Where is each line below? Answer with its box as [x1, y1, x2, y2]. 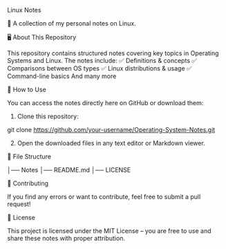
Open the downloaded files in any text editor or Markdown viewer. [17, 139, 205, 147]
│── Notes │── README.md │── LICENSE [7, 166, 131, 174]
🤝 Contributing [7, 179, 49, 187]
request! [7, 200, 31, 208]
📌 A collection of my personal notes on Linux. [7, 19, 136, 27]
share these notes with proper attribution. [7, 234, 126, 242]
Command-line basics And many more [7, 72, 117, 80]
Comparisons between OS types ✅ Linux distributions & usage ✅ [7, 64, 192, 72]
